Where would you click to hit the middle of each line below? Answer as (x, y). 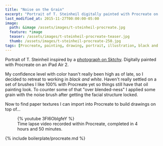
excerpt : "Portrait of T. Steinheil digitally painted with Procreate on (82, 14)
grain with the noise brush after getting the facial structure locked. (71, 95)
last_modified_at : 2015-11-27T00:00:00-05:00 (52, 18)
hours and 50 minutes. (40, 129)
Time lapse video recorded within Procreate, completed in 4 (78, 124)
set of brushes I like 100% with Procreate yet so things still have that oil (77, 84)
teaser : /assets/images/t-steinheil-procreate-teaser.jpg (70, 37)
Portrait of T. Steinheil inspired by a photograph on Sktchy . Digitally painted (81, 59)
